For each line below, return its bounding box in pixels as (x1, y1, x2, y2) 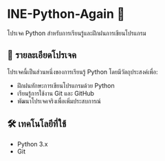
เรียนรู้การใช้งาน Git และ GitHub (16, 89, 95, 97)
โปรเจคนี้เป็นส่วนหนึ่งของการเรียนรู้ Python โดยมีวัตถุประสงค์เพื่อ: (7, 67, 158, 76)
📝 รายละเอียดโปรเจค (7, 50, 77, 61)
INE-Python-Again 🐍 (7, 6, 125, 22)
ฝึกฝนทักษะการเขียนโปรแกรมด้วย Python (16, 81, 115, 89)
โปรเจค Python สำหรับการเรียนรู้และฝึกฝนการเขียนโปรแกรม (7, 29, 146, 37)
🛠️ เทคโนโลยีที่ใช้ (7, 118, 67, 130)
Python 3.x (16, 140, 48, 148)
